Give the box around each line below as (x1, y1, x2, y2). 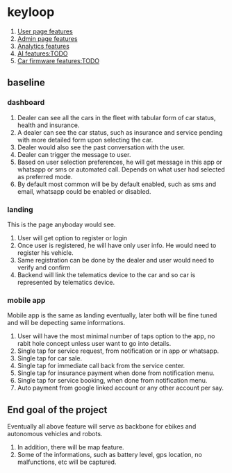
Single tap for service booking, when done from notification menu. (17, 376, 208, 385)
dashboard (7, 98, 45, 108)
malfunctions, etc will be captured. (17, 458, 117, 466)
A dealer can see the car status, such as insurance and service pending (17, 128, 223, 136)
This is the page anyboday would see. (7, 220, 116, 229)
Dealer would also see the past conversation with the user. (17, 143, 185, 151)
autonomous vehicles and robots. (7, 430, 103, 438)
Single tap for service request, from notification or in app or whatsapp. (17, 347, 219, 355)
